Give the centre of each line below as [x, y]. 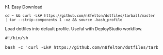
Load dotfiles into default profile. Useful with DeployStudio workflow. [74, 29]
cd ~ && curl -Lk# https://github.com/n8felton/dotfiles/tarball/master [80, 16]
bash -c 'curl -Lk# [28, 47]
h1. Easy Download [24, 7]
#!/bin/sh [16, 38]
